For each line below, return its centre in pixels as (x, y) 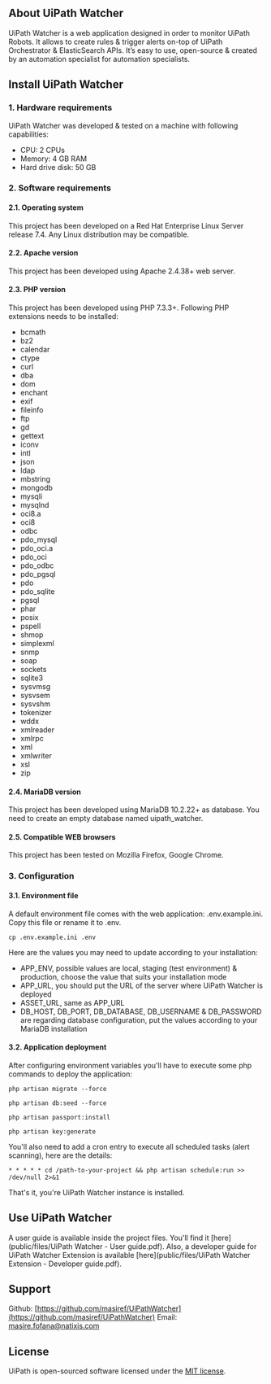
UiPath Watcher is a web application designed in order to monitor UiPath (129, 33)
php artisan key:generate (52, 1131)
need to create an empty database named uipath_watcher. (106, 819)
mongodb (36, 488)
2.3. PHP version (37, 290)
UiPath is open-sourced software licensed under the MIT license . (117, 1371)
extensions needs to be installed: (64, 317)
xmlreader (37, 730)
